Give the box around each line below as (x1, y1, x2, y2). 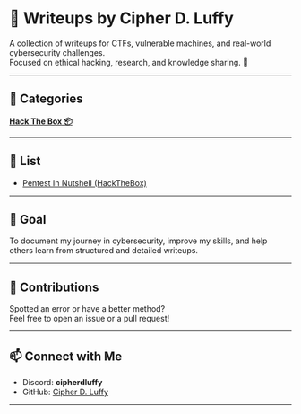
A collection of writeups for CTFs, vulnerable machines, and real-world (9, 38, 271, 48)
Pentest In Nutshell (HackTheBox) (21, 177, 148, 188)
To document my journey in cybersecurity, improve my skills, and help (9, 235, 268, 246)
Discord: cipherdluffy (21, 377, 103, 387)
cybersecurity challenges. (9, 47, 106, 57)
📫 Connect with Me (9, 348, 123, 364)
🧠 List (9, 154, 41, 169)
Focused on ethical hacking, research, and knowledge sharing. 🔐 (9, 57, 249, 67)
